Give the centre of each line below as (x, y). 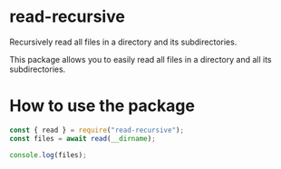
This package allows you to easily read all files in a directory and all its (140, 59)
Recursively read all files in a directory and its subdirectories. (123, 42)
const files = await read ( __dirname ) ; (82, 138)
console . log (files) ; (48, 155)
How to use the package (102, 106)
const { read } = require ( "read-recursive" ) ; (97, 130)
